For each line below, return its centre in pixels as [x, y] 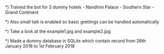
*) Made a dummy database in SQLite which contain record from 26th [76, 41]
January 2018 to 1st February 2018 [40, 46]
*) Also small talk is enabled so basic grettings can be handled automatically [82, 22]
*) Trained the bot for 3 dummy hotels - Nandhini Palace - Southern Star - [80, 7]
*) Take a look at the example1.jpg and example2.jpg [58, 31]
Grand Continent [22, 12]
